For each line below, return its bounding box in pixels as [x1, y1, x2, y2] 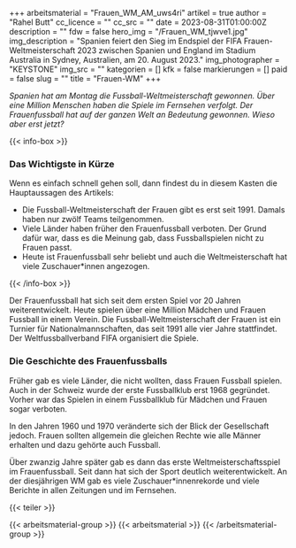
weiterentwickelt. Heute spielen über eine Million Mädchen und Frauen [9, 305, 267, 315]
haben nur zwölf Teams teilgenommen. [21, 214, 164, 225]
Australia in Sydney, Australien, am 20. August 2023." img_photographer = [9, 55, 280, 65]
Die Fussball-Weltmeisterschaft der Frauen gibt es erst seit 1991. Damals [21, 205, 285, 215]
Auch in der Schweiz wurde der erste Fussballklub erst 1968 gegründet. [9, 384, 270, 395]
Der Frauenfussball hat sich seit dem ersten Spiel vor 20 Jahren [9, 296, 241, 306]
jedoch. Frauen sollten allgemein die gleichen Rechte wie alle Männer [9, 429, 262, 441]
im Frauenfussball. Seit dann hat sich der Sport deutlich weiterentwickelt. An [9, 466, 288, 476]
